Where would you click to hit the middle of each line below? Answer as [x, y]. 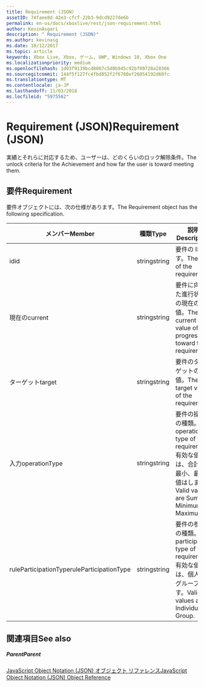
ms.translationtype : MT [36, 80]
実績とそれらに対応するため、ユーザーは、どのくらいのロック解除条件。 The [101, 157]
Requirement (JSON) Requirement [93, 127]
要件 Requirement [39, 191]
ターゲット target [33, 382]
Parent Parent [24, 654]
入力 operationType [36, 463]
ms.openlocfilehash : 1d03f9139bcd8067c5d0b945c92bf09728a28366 [88, 68]
